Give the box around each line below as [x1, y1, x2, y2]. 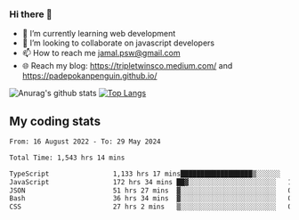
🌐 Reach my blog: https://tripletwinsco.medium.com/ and [21, 61, 233, 71]
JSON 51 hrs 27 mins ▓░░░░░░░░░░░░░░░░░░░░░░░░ [9, 186, 277, 195]
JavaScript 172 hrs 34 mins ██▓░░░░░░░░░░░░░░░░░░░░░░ [9, 177, 277, 186]
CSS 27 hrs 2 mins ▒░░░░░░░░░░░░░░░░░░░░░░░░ [9, 202, 277, 212]
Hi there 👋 [9, 8, 53, 20]
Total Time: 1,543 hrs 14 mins [9, 153, 125, 162]
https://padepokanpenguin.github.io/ [21, 70, 158, 81]
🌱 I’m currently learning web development [21, 29, 176, 39]
